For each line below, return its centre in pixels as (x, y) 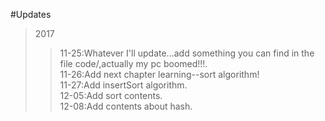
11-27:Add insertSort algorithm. (123, 85)
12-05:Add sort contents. (111, 95)
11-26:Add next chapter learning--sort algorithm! (159, 74)
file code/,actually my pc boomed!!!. (133, 63)
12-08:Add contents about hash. (126, 106)
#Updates (31, 14)
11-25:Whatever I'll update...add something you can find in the (187, 53)
